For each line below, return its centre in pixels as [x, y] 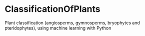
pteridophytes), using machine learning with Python [58, 28]
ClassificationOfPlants [52, 9]
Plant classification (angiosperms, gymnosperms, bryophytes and [72, 23]
